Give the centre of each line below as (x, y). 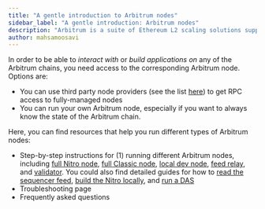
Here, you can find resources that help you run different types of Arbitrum (128, 132)
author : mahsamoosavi (44, 37)
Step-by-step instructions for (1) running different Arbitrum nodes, (127, 156)
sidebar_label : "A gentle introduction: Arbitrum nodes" (104, 23)
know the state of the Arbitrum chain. (80, 117)
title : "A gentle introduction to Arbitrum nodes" (93, 15)
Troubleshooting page (56, 189)
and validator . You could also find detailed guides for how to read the (132, 172)
